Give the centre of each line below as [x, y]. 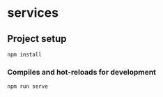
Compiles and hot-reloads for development [82, 72]
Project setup [37, 39]
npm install [24, 54]
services [33, 13]
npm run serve [28, 87]
